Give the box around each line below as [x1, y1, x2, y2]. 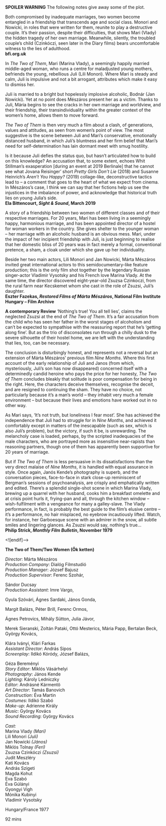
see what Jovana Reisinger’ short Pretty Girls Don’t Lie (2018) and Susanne [5, 168, 159, 174]
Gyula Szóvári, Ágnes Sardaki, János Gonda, [5, 596, 97, 602]
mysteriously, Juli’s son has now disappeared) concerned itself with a [5, 365, 147, 371]
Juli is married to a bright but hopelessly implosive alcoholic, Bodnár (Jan [5, 91, 155, 97]
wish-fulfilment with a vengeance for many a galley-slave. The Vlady [5, 501, 145, 506]
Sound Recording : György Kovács [5, 713, 74, 719]
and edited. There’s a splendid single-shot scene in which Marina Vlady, [5, 485, 152, 491]
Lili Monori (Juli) [5, 734, 38, 740]
